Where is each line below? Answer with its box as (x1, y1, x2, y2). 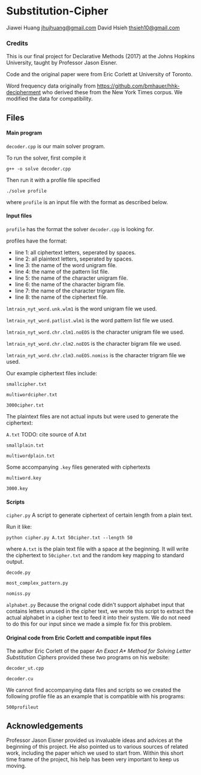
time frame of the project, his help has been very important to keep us (6, 756, 179, 763)
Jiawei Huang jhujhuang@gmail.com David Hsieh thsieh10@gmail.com (6, 24, 180, 31)
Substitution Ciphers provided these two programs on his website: (6, 654, 170, 661)
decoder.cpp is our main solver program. (6, 142, 106, 149)
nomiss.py (6, 591, 31, 597)
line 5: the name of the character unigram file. (14, 274, 128, 282)
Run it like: (6, 523, 32, 531)
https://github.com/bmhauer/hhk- (97, 82, 180, 89)
